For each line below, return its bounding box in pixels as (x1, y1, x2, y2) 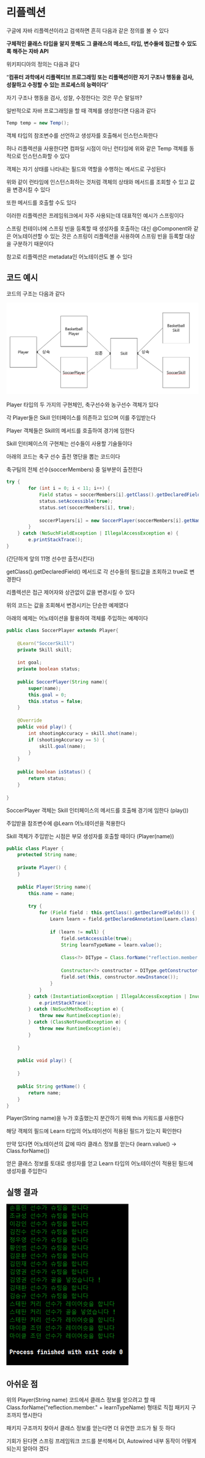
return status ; (28, 775, 67, 781)
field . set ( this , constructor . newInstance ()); (60, 974, 179, 980)
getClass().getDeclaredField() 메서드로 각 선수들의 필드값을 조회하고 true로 (6, 568, 189, 575)
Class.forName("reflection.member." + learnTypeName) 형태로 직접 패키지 (6, 1404, 190, 1411)
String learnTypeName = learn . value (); (60, 942, 163, 948)
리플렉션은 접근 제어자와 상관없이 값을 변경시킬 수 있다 (6, 588, 135, 595)
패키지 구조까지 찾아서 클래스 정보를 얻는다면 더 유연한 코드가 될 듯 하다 (6, 1424, 176, 1432)
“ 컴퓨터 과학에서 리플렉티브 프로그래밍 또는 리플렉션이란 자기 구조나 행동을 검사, (6, 73, 194, 81)
